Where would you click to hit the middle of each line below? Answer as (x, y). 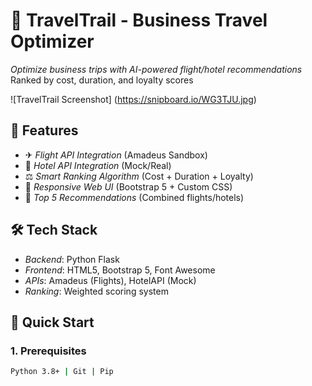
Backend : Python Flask (72, 259)
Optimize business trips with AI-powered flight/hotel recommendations (156, 69)
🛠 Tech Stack (54, 230)
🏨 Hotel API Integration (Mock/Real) (98, 165)
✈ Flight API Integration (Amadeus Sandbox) (116, 155)
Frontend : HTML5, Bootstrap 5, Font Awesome (120, 270)
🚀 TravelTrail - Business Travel (139, 20)
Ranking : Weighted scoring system (96, 291)
